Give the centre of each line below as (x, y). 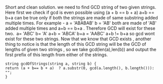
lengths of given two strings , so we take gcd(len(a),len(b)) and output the (81, 49)
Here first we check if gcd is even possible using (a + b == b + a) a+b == (80, 12)
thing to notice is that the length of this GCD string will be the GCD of (76, 44)
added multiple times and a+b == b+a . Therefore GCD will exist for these (80, 28)
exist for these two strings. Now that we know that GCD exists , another (78, 39)
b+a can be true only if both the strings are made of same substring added (81, 18)
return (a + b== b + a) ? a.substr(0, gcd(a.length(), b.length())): (80, 68)
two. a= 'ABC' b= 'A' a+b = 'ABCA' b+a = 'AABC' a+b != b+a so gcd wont (80, 34)
